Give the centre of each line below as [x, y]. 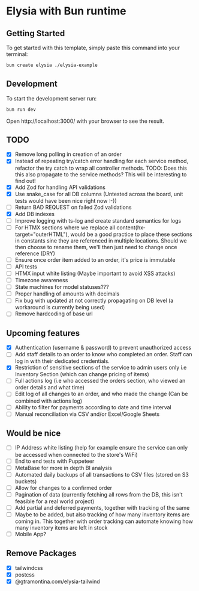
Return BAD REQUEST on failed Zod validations [73, 207]
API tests [26, 267]
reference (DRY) [35, 253]
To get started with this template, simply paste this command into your [93, 48]
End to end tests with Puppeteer [55, 461]
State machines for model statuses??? [62, 287]
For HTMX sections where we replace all [65, 227]
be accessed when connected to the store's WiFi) [76, 454]
